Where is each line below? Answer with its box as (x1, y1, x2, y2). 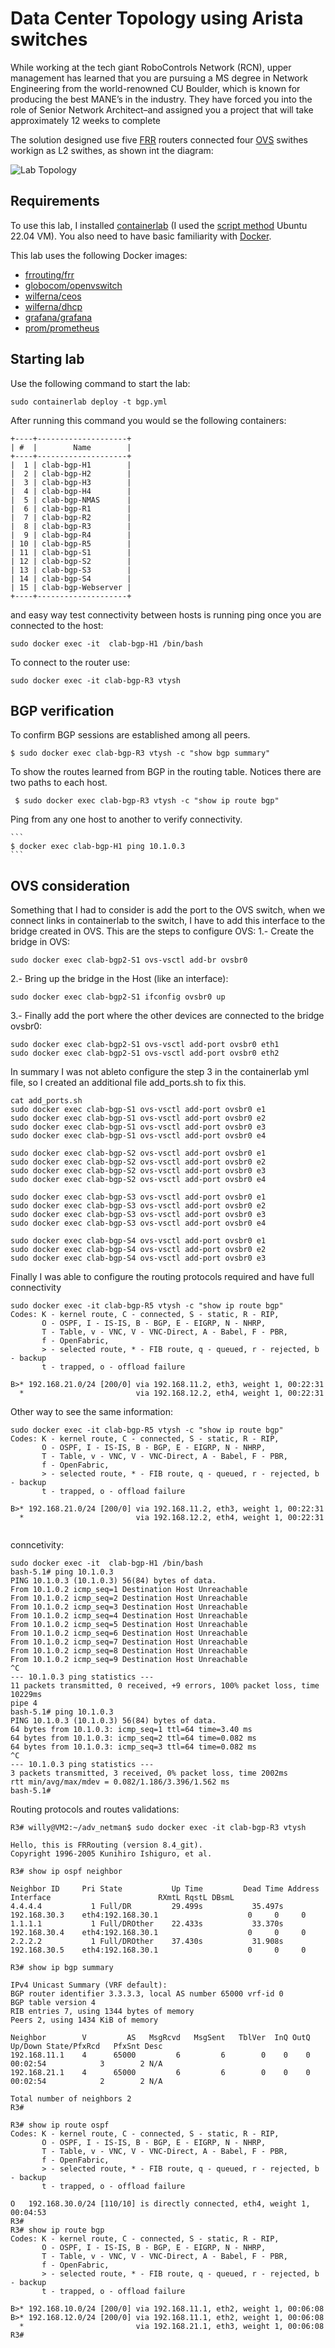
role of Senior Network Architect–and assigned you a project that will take (10, 103, 314, 116)
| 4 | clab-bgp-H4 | (10, 486, 132, 496)
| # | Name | (10, 442, 132, 452)
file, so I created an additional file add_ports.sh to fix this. (10, 1077, 247, 1089)
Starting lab (10, 351, 85, 368)
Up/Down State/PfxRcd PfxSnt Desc (10, 2042, 163, 2052)
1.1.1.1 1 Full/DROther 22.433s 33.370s (10, 1919, 284, 1929)
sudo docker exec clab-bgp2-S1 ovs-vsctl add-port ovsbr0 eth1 (10, 1040, 280, 1050)
